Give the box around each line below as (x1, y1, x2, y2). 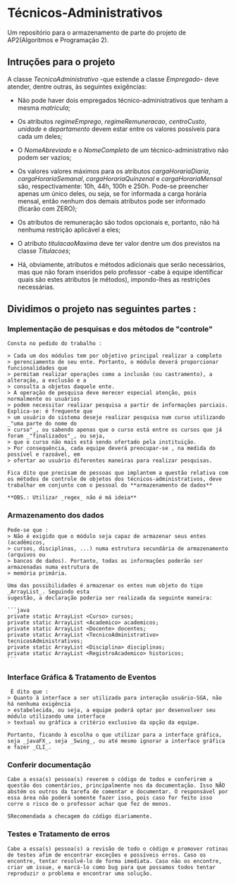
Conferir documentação (7, 759, 92, 769)
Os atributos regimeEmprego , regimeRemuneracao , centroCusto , (17, 117, 206, 125)
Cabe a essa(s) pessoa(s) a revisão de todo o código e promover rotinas (7, 845, 229, 852)
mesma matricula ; (17, 104, 70, 112)
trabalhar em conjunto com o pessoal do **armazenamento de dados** (7, 482, 213, 489)
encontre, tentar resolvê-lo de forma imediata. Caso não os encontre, (7, 857, 222, 864)
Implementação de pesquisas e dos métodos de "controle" (7, 324, 213, 334)
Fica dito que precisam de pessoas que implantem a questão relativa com (7, 470, 229, 477)
